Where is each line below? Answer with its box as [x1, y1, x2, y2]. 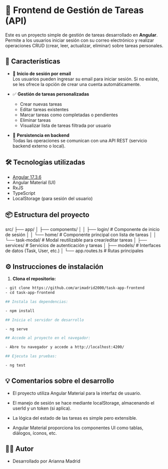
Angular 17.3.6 [12, 174, 42, 180]
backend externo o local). [12, 143, 66, 149]
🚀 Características [5, 57, 61, 66]
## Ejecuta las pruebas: [5, 354, 57, 359]
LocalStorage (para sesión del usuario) [12, 195, 93, 201]
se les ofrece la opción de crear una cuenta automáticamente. [12, 81, 141, 87]
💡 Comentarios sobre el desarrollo [5, 377, 114, 385]
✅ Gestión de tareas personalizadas [12, 91, 89, 97]
